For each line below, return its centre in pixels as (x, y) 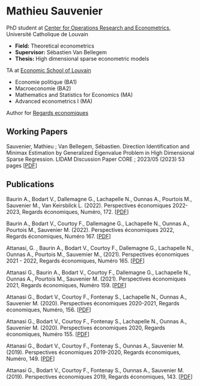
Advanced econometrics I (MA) (54, 101)
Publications (30, 185)
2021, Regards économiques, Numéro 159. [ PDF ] (66, 285)
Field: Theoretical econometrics (55, 46)
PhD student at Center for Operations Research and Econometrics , (89, 28)
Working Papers (37, 132)
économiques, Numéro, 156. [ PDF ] (49, 310)
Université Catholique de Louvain (47, 34)
